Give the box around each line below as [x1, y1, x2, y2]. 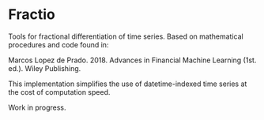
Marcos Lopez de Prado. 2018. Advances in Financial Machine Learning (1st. [8, 55, 257, 65]
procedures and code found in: [8, 39, 109, 49]
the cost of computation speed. [8, 87, 111, 96]
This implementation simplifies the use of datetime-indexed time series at [8, 79, 247, 88]
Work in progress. [8, 103, 66, 112]
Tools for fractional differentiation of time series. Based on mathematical [8, 32, 243, 41]
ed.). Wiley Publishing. [8, 63, 81, 73]
